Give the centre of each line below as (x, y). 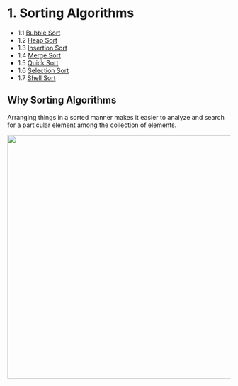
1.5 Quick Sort (38, 62)
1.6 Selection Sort (43, 70)
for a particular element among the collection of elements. (92, 125)
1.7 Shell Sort (36, 78)
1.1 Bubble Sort (39, 33)
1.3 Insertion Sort (42, 48)
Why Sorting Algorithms (62, 100)
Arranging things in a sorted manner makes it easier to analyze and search (116, 117)
